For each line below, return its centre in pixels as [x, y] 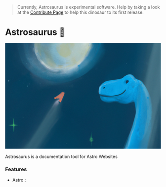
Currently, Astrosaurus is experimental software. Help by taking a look [88, 7]
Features [16, 169]
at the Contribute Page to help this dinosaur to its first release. [81, 12]
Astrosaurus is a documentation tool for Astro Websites [61, 156]
